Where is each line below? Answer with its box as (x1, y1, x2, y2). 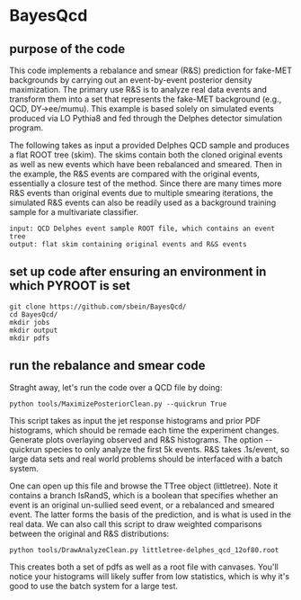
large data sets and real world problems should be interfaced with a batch (9, 453, 283, 464)
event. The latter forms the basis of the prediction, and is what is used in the (9, 509, 292, 520)
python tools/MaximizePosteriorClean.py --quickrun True (9, 399, 227, 408)
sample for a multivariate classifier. (9, 207, 139, 217)
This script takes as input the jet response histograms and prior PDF (9, 415, 261, 425)
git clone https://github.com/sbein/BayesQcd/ (9, 302, 187, 311)
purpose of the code (9, 41, 126, 57)
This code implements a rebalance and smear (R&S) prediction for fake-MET (9, 65, 292, 76)
